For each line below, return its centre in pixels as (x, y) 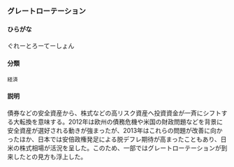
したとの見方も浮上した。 (50, 157)
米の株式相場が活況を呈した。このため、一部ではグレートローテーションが (114, 147)
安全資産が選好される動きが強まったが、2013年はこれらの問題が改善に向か (115, 130)
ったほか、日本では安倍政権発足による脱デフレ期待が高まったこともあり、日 (117, 139)
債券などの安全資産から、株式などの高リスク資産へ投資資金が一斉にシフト (114, 112)
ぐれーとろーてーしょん (41, 46)
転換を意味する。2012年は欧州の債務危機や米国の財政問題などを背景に (121, 122)
